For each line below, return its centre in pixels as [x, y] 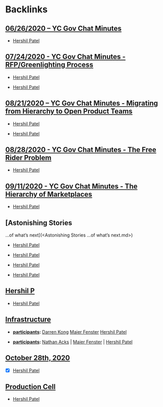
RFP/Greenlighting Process [49, 65]
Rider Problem [28, 158]
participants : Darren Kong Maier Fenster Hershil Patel [69, 332]
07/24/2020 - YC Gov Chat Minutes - [66, 57]
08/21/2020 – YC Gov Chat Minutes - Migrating [82, 103]
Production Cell [30, 387]
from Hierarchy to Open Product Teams [69, 111]
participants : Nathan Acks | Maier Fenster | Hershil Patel [73, 342]
